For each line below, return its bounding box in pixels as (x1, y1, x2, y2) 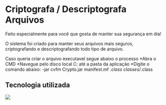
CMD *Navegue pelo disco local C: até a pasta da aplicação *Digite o (5, 61, 150, 67)
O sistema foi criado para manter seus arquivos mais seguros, (5, 40, 134, 46)
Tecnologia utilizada (5, 81, 70, 89)
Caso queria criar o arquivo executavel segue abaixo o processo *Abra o (5, 55, 156, 61)
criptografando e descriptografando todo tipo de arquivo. (5, 46, 124, 52)
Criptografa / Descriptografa (5, 4, 127, 15)
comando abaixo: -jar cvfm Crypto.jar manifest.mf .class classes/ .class (5, 66, 153, 72)
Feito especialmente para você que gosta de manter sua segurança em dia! (5, 31, 162, 37)
